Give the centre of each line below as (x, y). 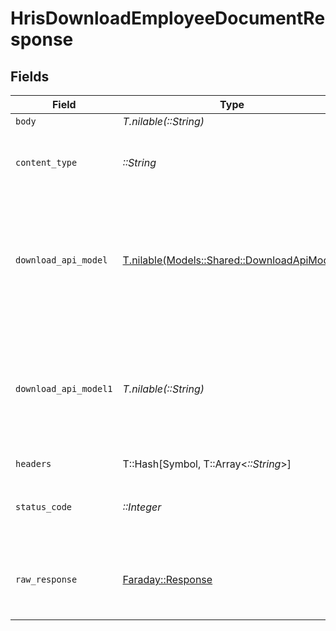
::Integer (142, 507)
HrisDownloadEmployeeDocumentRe (168, 18)
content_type (46, 162)
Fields (30, 76)
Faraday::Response (167, 579)
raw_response (46, 579)
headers (33, 463)
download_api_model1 (64, 388)
